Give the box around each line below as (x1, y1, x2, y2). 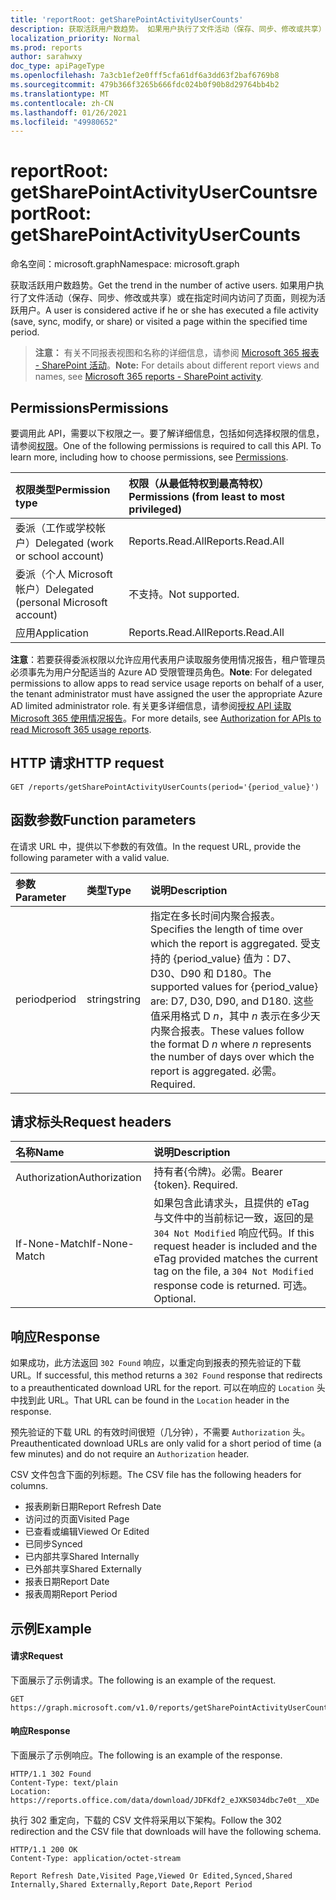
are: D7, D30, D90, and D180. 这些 (150, 994, 314, 1008)
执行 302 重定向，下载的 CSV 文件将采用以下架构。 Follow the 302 (10, 1814, 283, 1826)
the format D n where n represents (150, 1037, 312, 1051)
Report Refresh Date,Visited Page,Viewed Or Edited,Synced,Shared (10, 1871, 293, 1881)
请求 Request (10, 1650, 64, 1662)
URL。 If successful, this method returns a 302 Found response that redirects (10, 1369, 323, 1381)
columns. (10, 1480, 49, 1492)
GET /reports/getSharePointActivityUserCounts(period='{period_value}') (10, 782, 320, 792)
